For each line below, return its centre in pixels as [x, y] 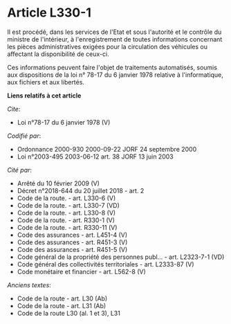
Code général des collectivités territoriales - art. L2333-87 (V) [106, 264]
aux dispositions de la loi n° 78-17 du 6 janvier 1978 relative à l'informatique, [115, 75]
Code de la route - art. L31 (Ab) [62, 305]
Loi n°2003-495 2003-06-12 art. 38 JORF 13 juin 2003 [95, 156]
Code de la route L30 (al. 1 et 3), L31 [69, 313]
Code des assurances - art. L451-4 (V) [72, 235]
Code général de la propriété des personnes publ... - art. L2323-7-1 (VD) [121, 257]
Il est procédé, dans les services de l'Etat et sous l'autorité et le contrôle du [114, 32]
